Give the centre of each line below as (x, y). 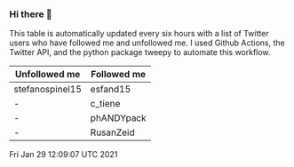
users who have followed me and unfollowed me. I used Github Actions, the (147, 43)
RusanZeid (112, 132)
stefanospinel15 (48, 90)
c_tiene (105, 104)
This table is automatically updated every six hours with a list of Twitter (139, 34)
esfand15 (111, 90)
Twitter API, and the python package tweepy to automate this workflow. (140, 52)
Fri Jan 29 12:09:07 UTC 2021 (64, 155)
